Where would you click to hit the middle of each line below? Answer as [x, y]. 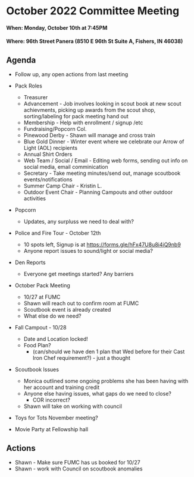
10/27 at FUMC [42, 297]
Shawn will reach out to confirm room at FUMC [81, 303]
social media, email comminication [66, 167]
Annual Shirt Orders [48, 154]
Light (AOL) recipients [51, 148]
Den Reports [30, 262]
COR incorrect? [51, 400]
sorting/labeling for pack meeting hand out [76, 117]
